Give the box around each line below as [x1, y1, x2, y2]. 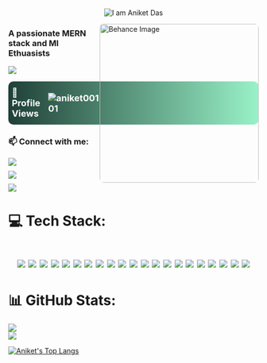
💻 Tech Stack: [8, 211, 106, 230]
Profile [11, 98, 41, 109]
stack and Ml [8, 38, 60, 49]
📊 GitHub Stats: [8, 292, 117, 310]
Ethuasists [8, 48, 50, 59]
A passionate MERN [8, 28, 87, 39]
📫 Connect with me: [8, 136, 89, 147]
